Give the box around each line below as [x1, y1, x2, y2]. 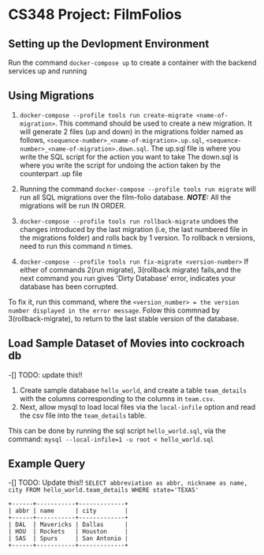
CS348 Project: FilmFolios [8, 6, 182, 24]
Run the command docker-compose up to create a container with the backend [8, 58, 257, 67]
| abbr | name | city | [8, 507, 128, 515]
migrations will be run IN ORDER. [19, 201, 126, 210]
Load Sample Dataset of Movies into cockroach [8, 337, 245, 351]
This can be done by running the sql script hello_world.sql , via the [8, 426, 226, 435]
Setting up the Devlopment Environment [8, 37, 210, 51]
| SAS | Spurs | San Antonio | [8, 534, 128, 542]
